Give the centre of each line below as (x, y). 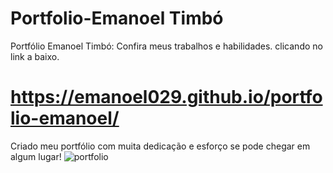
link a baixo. (35, 56)
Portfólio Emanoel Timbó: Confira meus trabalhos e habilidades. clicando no (166, 46)
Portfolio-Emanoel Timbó (117, 18)
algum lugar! (36, 156)
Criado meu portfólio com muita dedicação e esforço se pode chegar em (160, 146)
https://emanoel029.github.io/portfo (166, 97)
